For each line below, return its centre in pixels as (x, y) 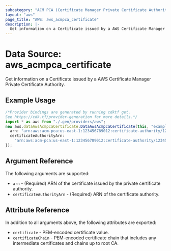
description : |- (22, 24)
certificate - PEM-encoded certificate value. (61, 232)
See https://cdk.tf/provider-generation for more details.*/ (72, 117)
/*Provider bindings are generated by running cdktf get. (68, 112)
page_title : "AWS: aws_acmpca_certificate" (52, 19)
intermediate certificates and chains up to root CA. (65, 243)
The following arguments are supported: (48, 173)
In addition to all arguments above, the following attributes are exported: (81, 222)
